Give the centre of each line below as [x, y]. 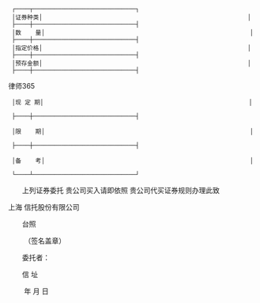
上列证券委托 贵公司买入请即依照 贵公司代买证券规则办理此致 [121, 190]
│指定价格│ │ [131, 48]
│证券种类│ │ [131, 17]
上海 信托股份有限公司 [44, 207]
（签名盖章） [44, 241]
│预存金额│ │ [131, 63]
